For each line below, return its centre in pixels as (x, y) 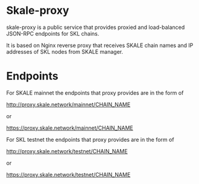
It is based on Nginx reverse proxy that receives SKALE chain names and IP (100, 45)
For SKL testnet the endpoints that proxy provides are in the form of (90, 139)
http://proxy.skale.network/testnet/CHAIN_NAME (67, 151)
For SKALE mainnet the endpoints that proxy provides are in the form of (95, 93)
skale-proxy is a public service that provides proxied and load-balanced (96, 27)
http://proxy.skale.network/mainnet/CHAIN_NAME (68, 104)
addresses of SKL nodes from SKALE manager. (65, 51)
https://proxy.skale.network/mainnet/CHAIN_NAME (70, 128)
